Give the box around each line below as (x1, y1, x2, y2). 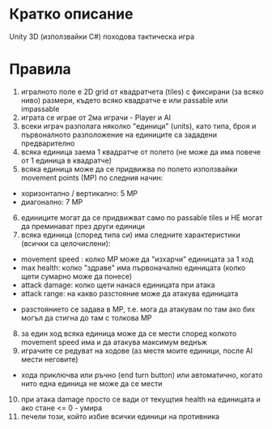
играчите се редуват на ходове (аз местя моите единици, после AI (20, 346, 253, 355)
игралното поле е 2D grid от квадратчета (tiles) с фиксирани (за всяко (20, 87, 264, 96)
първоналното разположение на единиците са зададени (20, 130, 218, 139)
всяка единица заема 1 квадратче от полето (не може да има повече (20, 147, 261, 156)
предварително (20, 138, 75, 148)
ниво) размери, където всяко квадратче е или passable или (20, 95, 228, 105)
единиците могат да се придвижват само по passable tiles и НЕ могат (20, 212, 263, 223)
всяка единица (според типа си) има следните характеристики (20, 230, 241, 240)
